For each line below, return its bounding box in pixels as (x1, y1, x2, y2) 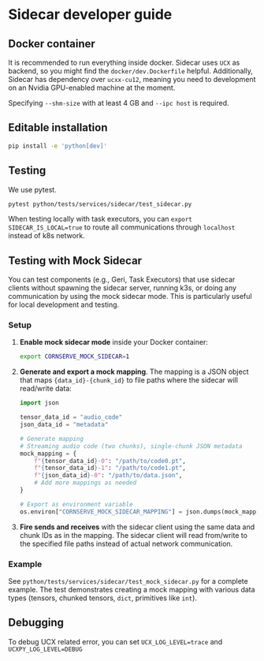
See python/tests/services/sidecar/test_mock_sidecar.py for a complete (8, 577, 248, 586)
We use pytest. (8, 185, 57, 194)
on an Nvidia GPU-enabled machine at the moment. (8, 83, 176, 92)
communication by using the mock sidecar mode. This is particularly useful (8, 292, 252, 301)
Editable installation (8, 121, 108, 135)
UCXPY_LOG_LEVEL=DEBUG (8, 645, 83, 653)
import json (19, 399, 59, 407)
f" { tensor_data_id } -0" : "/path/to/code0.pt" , (34, 457, 187, 465)
